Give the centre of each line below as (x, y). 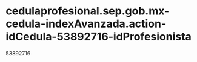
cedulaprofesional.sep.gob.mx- (88, 11)
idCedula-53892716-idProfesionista (99, 37)
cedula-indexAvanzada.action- (86, 24)
